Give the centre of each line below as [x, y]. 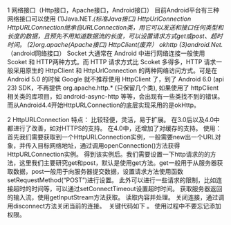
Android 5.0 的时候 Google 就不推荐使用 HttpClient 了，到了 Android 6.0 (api [116, 79]
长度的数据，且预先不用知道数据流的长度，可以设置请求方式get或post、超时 [115, 36]
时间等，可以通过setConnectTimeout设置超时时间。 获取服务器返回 [127, 189]
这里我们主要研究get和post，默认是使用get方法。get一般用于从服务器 [118, 163]
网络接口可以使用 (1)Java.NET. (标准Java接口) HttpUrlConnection [99, 19]
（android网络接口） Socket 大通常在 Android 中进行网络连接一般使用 [106, 53]
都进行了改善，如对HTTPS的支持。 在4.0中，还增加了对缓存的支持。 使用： [114, 128]
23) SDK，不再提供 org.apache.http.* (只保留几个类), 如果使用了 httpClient [113, 88]
